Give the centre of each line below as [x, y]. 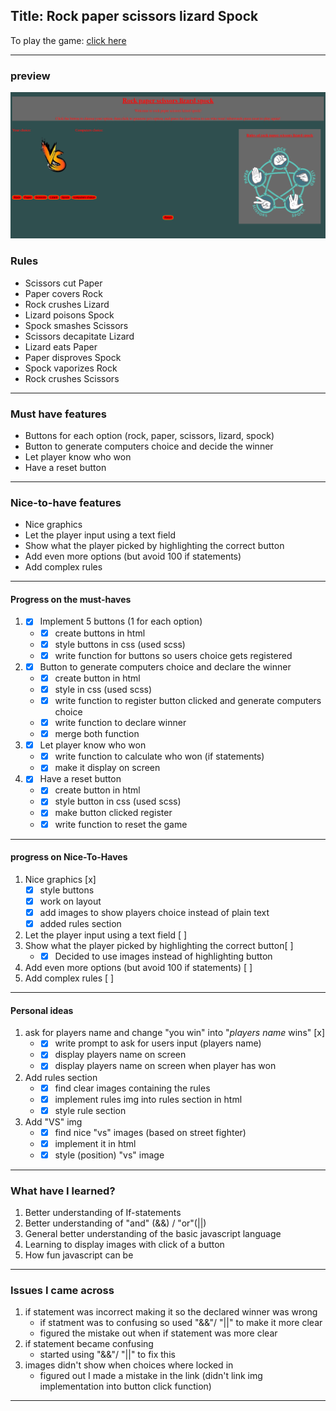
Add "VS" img [53, 1121]
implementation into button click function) [125, 1386]
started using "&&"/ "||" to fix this [107, 1355]
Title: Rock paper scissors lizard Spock [134, 16]
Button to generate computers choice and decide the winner [149, 446]
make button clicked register [113, 813]
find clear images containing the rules [132, 1088]
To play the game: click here [68, 40]
